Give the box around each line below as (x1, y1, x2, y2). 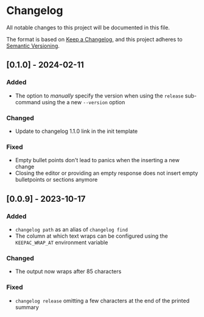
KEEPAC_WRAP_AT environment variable (15, 238, 108, 246)
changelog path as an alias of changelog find (15, 226, 128, 233)
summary (15, 303, 40, 311)
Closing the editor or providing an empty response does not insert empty (15, 169, 199, 177)
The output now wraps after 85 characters (15, 268, 122, 275)
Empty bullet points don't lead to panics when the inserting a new (15, 157, 180, 164)
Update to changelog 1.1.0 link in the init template (15, 127, 138, 135)
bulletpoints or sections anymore (15, 176, 98, 183)
